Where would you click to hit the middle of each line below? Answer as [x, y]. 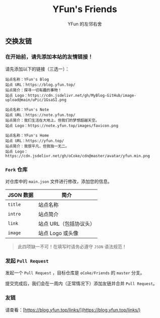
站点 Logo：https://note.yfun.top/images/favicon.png [62, 125]
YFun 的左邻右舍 [85, 24]
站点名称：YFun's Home [27, 135]
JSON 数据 [21, 195]
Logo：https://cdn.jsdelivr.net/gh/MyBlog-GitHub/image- [76, 95]
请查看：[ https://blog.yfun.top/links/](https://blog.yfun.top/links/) [73, 310]
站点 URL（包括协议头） [67, 224]
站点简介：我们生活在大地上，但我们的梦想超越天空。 [52, 120]
